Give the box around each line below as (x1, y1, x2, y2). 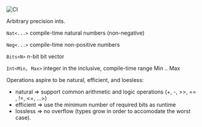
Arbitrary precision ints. (6, 18, 66, 24)
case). (15, 114, 32, 121)
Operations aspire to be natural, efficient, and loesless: (6, 77, 144, 83)
